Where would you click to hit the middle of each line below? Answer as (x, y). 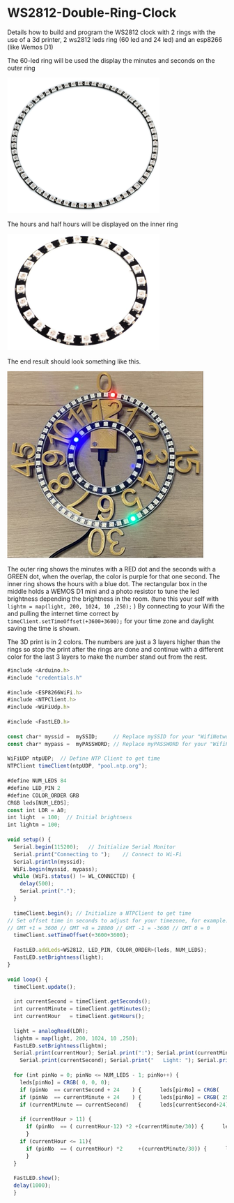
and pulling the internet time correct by (63, 613)
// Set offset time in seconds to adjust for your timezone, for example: (118, 920)
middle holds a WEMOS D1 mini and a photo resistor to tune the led (103, 591)
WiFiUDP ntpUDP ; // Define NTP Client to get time (84, 759)
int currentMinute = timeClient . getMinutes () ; (82, 1009)
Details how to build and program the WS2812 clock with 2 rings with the (111, 32)
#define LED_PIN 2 (34, 788)
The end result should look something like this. (74, 361)
